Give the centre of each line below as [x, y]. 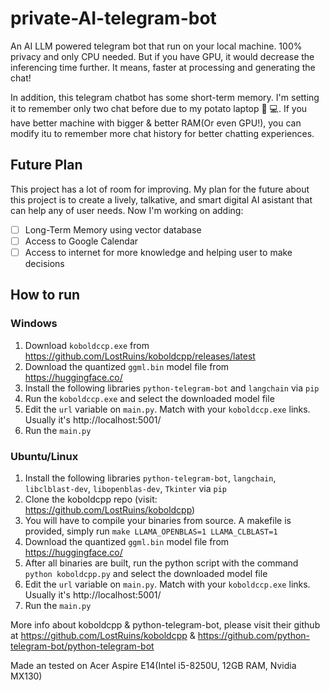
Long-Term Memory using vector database [113, 229]
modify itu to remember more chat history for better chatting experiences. [162, 133]
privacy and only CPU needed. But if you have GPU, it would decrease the [162, 56]
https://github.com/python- [254, 635]
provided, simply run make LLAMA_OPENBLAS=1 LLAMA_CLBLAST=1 [151, 531]
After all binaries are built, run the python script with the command [161, 563]
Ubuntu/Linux [44, 456]
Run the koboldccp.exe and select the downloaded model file [149, 398]
